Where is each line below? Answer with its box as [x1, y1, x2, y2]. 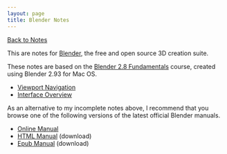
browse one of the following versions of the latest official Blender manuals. [7, 111, 221, 119]
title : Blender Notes [7, 17, 70, 23]
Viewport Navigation [17, 83, 76, 91]
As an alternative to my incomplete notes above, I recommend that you [7, 104, 209, 112]
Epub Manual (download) [17, 139, 89, 147]
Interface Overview [17, 90, 73, 99]
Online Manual [17, 124, 59, 133]
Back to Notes [7, 35, 48, 44]
